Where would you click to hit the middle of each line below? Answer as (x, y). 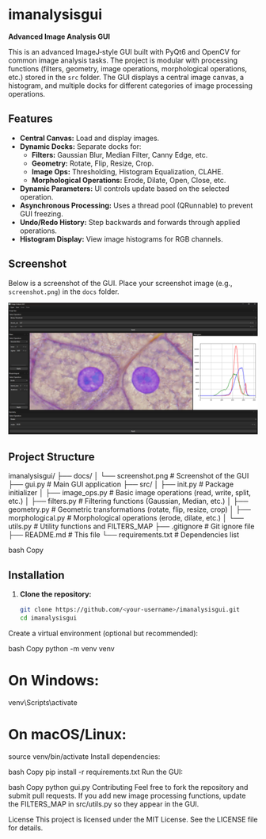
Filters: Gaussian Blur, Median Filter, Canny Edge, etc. (120, 154)
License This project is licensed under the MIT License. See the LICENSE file (133, 819)
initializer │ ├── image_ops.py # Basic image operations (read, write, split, (130, 493)
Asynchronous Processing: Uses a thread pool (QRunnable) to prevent (136, 205)
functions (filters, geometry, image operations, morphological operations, (128, 68)
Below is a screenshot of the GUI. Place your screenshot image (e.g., (120, 283)
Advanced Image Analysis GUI (59, 36)
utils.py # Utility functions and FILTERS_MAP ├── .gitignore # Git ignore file (131, 526)
